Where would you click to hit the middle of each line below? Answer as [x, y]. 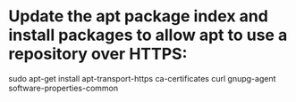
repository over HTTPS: [98, 54]
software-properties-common [63, 88]
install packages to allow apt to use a [148, 35]
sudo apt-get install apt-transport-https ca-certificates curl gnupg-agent [142, 78]
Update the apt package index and [139, 16]
